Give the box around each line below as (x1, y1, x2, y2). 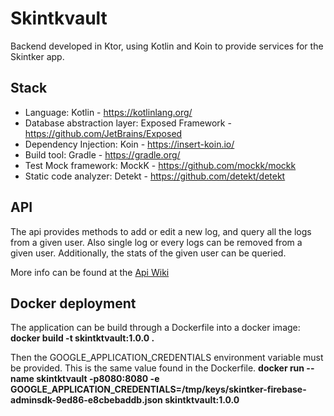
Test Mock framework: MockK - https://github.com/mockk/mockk (24, 159, 297, 171)
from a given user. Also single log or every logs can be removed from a (10, 236, 303, 248)
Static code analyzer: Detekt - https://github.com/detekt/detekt (24, 170, 286, 182)
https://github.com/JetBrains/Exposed (24, 127, 183, 139)
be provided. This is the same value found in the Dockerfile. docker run (10, 362, 305, 374)
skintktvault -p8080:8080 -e (36, 373, 160, 385)
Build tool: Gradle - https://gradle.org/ (24, 148, 181, 161)
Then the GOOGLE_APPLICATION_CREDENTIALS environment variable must (10, 352, 324, 364)
